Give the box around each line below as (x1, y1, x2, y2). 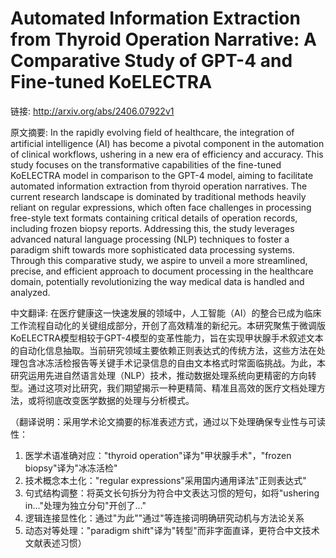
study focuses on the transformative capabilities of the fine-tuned (10, 158, 282, 171)
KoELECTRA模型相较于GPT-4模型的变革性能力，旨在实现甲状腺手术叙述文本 (10, 332, 324, 344)
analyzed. (10, 286, 51, 298)
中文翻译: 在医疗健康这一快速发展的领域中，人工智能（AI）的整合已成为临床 (10, 307, 322, 319)
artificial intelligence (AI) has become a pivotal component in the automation (10, 137, 325, 149)
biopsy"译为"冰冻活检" (24, 462, 118, 474)
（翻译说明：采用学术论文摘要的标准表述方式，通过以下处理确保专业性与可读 (10, 415, 326, 427)
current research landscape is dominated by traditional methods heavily (10, 190, 307, 202)
